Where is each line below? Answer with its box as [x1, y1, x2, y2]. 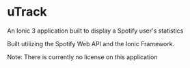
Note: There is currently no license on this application [7, 52, 158, 61]
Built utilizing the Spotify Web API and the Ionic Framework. [7, 39, 175, 48]
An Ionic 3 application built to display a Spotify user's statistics [7, 27, 184, 35]
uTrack [7, 4, 48, 20]
